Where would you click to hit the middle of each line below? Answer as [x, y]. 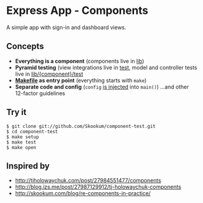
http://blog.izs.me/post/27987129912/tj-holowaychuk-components [98, 187]
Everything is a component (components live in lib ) [79, 61]
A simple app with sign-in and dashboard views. [66, 27]
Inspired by [28, 166]
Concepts [25, 46]
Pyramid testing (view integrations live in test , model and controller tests [106, 67]
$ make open [21, 147]
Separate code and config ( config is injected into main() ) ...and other [102, 87]
